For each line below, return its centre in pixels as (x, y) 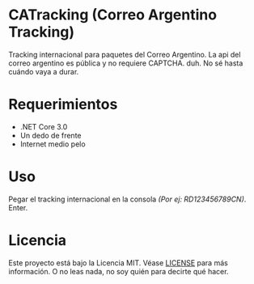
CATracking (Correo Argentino (112, 15)
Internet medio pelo (53, 144)
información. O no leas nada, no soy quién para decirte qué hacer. (119, 271)
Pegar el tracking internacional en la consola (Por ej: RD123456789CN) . (127, 199)
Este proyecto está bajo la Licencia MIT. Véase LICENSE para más (118, 263)
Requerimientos (63, 105)
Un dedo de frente (51, 135)
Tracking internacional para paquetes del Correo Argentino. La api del (125, 54)
